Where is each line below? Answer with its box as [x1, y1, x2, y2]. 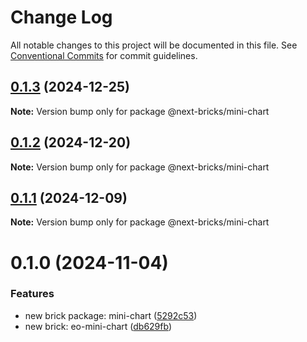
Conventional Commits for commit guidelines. [10, 49, 198, 61]
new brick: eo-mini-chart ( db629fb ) [24, 320, 173, 332]
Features [10, 287, 55, 301]
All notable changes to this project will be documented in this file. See [10, 39, 298, 51]
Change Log [10, 6, 113, 29]
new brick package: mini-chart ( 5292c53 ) [24, 309, 198, 321]
